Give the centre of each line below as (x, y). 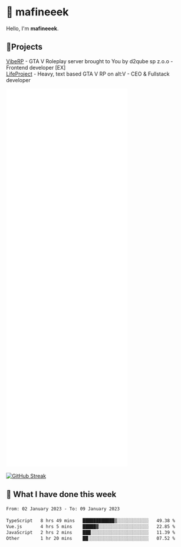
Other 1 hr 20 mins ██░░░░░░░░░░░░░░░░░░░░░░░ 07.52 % (91, 538)
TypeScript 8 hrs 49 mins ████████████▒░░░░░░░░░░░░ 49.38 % (91, 520)
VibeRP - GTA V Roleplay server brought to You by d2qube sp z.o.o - (90, 61)
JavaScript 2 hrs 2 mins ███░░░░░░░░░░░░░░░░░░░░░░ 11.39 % (91, 532)
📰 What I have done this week (61, 495)
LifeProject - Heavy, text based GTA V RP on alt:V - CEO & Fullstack (88, 74)
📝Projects (24, 47)
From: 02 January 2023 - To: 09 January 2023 (63, 509)
